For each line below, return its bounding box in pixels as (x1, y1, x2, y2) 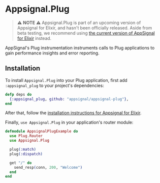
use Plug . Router (9, 133, 43, 138)
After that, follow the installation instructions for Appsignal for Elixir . (5, 110, 142, 116)
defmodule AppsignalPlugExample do (5, 129, 78, 134)
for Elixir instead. (17, 35, 52, 41)
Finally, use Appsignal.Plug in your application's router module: (5, 119, 134, 126)
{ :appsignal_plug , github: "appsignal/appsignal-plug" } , (9, 97, 129, 102)
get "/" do (9, 160, 32, 165)
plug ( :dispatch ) (9, 151, 43, 157)
